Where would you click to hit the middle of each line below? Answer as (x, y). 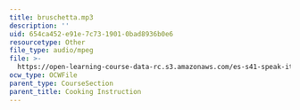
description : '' (39, 26)
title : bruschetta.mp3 (51, 17)
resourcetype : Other (48, 42)
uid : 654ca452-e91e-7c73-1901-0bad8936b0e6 (92, 34)
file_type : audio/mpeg (51, 51)
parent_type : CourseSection (62, 83)
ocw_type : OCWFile (43, 75)
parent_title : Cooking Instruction (75, 91)
